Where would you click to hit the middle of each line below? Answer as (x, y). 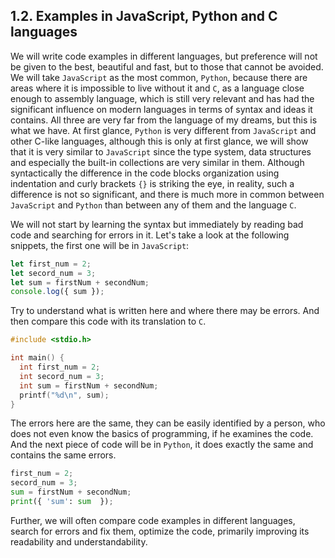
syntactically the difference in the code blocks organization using (145, 173)
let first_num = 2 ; (51, 264)
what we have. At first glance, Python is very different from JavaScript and (163, 130)
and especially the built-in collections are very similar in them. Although (157, 162)
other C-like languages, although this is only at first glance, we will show (159, 141)
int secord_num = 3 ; (62, 376)
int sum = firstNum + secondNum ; (89, 385)
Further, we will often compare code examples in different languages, (153, 520)
